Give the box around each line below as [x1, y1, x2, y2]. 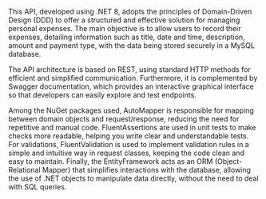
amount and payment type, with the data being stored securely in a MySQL [8, 41, 256, 50]
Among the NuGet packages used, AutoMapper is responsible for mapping [8, 105, 254, 115]
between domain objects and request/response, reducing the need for [8, 114, 240, 123]
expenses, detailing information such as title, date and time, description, [8, 32, 245, 42]
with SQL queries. [8, 182, 67, 191]
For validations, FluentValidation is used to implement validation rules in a [8, 140, 249, 149]
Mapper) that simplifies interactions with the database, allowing [42, 165, 252, 174]
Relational [8, 165, 42, 174]
